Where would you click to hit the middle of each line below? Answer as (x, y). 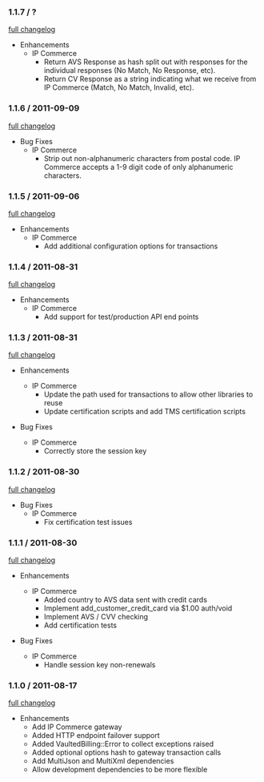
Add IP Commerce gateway (77, 727)
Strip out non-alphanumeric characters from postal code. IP (142, 158)
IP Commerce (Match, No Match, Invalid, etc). (119, 87)
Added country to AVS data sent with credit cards (126, 600)
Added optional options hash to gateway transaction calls (126, 752)
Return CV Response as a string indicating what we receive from (150, 79)
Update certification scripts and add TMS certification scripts (145, 412)
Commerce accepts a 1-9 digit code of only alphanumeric (138, 167)
